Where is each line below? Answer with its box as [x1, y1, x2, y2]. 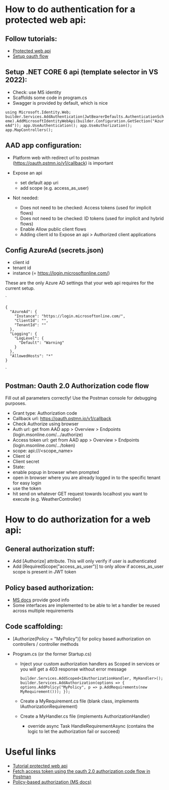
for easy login [12, 480, 41, 486]
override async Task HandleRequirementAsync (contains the [27, 723, 154, 729]
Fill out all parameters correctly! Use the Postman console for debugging [5, 395, 157, 401]
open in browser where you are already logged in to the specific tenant [12, 474, 161, 481]
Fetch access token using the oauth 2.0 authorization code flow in [12, 768, 151, 774]
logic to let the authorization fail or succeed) [27, 728, 120, 734]
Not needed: [12, 195, 39, 201]
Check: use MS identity [12, 89, 62, 95]
